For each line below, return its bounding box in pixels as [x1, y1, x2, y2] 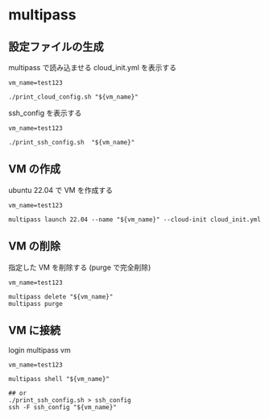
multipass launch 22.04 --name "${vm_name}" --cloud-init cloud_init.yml [8, 216, 262, 224]
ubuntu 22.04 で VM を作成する [8, 185, 113, 195]
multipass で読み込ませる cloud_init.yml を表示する [8, 63, 177, 72]
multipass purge [8, 300, 63, 308]
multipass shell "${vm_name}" [8, 375, 110, 383]
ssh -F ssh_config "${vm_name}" [8, 404, 117, 412]
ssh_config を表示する [8, 108, 82, 118]
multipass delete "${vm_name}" [8, 292, 114, 300]
